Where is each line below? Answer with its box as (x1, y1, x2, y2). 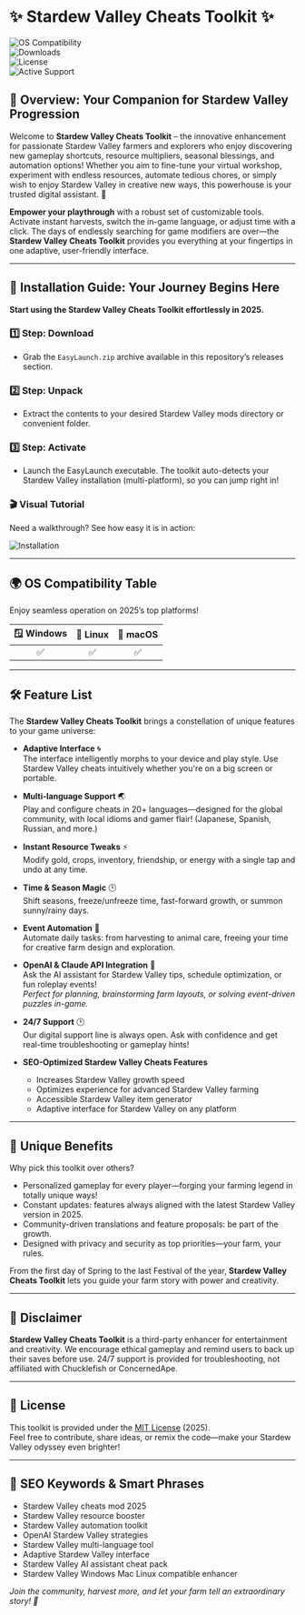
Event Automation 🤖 (22, 923, 100, 934)
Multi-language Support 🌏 (22, 791, 127, 802)
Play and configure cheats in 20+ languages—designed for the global (22, 804, 283, 815)
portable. (22, 773, 57, 784)
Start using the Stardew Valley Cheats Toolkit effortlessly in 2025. (9, 304, 265, 315)
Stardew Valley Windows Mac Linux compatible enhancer (22, 1568, 238, 1579)
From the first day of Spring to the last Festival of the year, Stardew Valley (9, 1266, 288, 1277)
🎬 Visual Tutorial (9, 498, 85, 511)
